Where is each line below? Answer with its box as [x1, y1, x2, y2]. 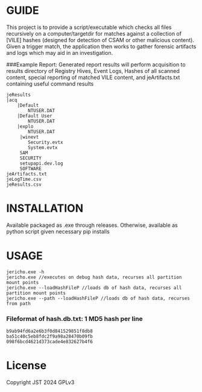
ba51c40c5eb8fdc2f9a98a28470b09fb [6, 334, 93, 340]
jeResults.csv [6, 182, 42, 188]
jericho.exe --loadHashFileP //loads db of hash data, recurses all [6, 285, 182, 291]
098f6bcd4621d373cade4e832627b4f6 [6, 339, 93, 345]
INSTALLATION [6, 201, 83, 215]
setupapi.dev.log [19, 160, 63, 166]
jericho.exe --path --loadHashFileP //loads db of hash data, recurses [6, 295, 190, 302]
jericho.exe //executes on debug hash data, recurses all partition [6, 274, 182, 280]
